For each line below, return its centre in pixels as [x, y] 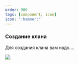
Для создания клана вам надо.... [40, 47]
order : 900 [16, 10]
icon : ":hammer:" [23, 19]
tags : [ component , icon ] [31, 14]
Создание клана [26, 36]
